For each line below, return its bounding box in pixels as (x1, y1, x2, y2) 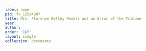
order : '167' (5, 30, 32, 34)
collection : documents (5, 39, 51, 44)
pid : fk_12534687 (5, 12, 41, 17)
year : (5, 20, 16, 26)
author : (5, 25, 21, 30)
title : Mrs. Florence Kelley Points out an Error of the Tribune (5, 16, 141, 21)
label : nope (5, 7, 29, 12)
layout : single (5, 34, 36, 39)
